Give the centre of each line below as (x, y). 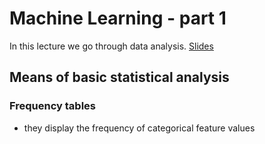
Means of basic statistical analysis (119, 77)
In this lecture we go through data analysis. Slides (111, 46)
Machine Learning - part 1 (118, 18)
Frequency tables (52, 106)
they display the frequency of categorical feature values (139, 128)
